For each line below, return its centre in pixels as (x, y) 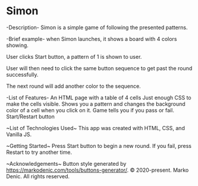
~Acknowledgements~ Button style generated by (66, 163)
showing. (17, 45)
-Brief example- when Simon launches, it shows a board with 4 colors (92, 39)
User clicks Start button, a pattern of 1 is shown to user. (74, 56)
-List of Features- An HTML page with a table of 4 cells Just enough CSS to (99, 97)
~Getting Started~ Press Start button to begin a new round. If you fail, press (99, 146)
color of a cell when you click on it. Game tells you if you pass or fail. (90, 110)
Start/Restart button (31, 116)
